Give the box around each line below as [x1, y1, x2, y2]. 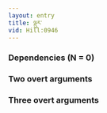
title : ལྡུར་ [8, 19, 42, 27]
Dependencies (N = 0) [8, 52, 95, 63]
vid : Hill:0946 [8, 26, 59, 34]
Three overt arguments [8, 95, 99, 106]
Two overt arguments [8, 73, 93, 85]
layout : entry [8, 11, 55, 20]
